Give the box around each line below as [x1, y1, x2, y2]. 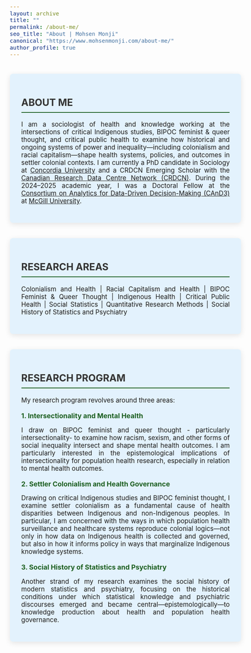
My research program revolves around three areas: [21, 395, 176, 404]
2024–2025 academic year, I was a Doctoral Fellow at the [21, 181, 230, 190]
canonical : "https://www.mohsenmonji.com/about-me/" [9, 37, 174, 45]
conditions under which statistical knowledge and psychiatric [21, 593, 230, 601]
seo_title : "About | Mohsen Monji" [9, 31, 119, 37]
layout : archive [9, 10, 59, 17]
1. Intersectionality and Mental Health [21, 411, 143, 420]
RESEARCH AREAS [21, 261, 109, 273]
